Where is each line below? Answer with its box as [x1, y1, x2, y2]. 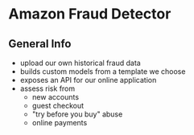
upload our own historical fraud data [19, 58, 141, 67]
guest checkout [31, 101, 85, 110]
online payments [31, 118, 88, 127]
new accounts [31, 92, 79, 101]
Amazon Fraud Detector [8, 5, 171, 23]
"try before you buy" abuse [31, 109, 123, 119]
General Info [8, 37, 72, 51]
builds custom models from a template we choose [19, 67, 186, 76]
